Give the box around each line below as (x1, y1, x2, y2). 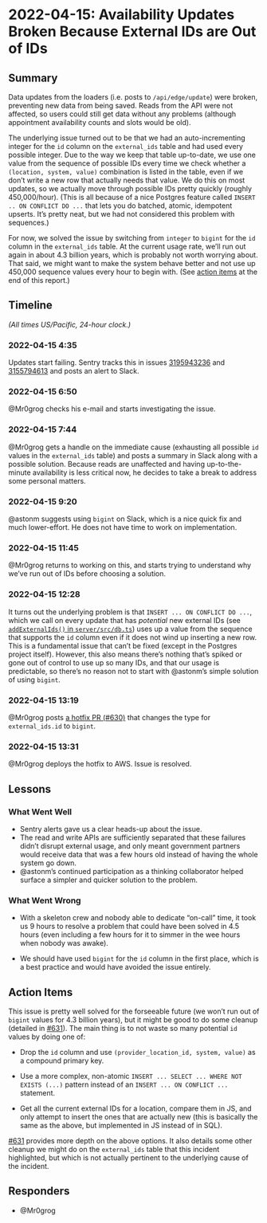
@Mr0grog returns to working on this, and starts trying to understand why (8, 560, 252, 570)
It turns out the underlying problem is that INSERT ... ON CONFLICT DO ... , (8, 607, 253, 617)
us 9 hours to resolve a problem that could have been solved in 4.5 (19, 922, 239, 931)
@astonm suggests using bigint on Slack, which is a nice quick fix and (8, 514, 241, 523)
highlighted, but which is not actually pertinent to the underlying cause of (8, 1153, 249, 1162)
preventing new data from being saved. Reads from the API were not (8, 101, 234, 110)
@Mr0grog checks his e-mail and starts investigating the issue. (8, 404, 216, 414)
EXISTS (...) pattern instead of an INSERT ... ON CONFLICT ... (19, 1080, 229, 1089)
